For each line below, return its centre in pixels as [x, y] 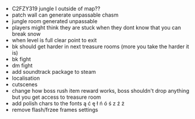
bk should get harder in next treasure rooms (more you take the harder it [100, 46]
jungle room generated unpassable [55, 21]
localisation [26, 78]
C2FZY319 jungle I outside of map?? [56, 9]
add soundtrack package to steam [54, 72]
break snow [26, 34]
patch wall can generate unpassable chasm [65, 15]
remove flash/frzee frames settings [55, 110]
